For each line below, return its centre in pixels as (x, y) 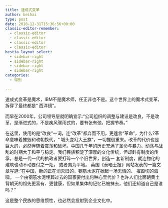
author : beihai (21, 15)
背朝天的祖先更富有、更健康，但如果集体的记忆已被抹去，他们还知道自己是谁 (84, 183)
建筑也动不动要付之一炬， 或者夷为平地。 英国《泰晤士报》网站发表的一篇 (81, 164)
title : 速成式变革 (22, 10)
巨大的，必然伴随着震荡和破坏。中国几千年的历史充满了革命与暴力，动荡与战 (84, 146)
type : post (16, 19)
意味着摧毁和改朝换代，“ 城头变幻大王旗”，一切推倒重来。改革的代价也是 (84, 139)
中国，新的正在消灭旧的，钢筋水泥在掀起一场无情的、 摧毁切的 (90, 171)
